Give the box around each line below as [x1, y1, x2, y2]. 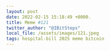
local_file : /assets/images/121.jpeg [6, 30, 99, 36]
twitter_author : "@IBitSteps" [6, 25, 81, 31]
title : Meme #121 [6, 19, 49, 25]
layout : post [6, 8, 38, 15]
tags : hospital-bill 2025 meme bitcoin [6, 36, 105, 42]
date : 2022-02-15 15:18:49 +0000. [6, 14, 92, 20]
